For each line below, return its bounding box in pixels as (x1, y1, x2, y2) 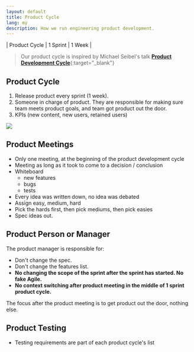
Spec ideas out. (14, 212, 53, 219)
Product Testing (6, 323, 67, 333)
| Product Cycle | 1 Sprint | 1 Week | (6, 42, 92, 49)
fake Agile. (14, 275, 43, 283)
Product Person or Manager (6, 229, 111, 239)
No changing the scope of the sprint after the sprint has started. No (14, 269, 184, 276)
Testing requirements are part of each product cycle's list (14, 339, 155, 346)
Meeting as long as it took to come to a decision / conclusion (14, 161, 163, 169)
